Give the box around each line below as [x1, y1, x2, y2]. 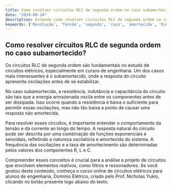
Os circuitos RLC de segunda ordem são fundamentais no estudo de [5, 62, 149, 68]
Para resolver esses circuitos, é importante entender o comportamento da [5, 120, 161, 126]
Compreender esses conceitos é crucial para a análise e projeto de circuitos [5, 157, 166, 163]
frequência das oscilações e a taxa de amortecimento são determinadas [5, 141, 158, 148]
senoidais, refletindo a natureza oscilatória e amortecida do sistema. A [5, 136, 154, 142]
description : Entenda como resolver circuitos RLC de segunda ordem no [5, 17, 161, 22]
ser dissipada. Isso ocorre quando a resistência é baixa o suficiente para [5, 99, 159, 105]
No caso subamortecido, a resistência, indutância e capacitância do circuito [5, 88, 165, 94]
